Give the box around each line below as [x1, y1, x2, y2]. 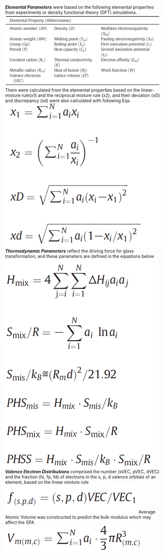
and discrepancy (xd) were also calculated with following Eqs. [5, 98, 131, 103]
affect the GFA [5, 519, 35, 525]
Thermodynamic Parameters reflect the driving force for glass [5, 248, 134, 254]
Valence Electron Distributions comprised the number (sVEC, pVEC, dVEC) [5, 469, 160, 475]
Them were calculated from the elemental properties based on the [5, 87, 140, 93]
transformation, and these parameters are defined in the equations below [5, 254, 154, 259]
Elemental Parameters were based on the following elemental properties [5, 4, 154, 10]
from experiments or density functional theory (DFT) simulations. [5, 9, 137, 15]
